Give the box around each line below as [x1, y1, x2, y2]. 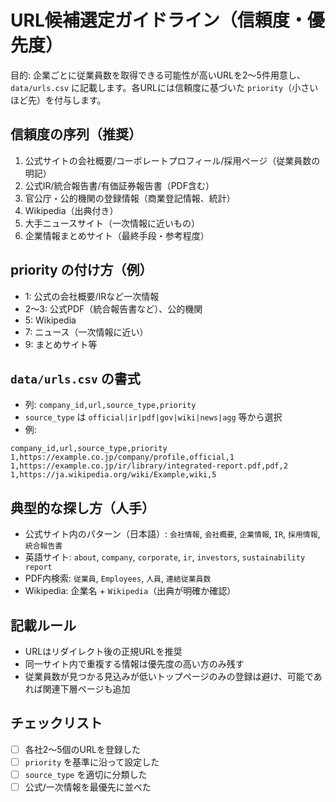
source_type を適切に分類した [24, 768, 148, 780]
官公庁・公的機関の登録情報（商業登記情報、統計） [24, 192, 236, 204]
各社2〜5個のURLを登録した [24, 743, 141, 755]
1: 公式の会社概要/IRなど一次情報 [24, 290, 160, 302]
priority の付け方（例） [10, 262, 153, 279]
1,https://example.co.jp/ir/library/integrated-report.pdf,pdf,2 [10, 461, 288, 471]
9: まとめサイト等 [24, 338, 98, 350]
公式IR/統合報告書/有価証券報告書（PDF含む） [24, 179, 215, 191]
